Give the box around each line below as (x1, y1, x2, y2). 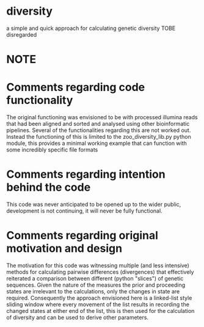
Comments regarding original (6, 229, 159, 243)
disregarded (6, 31, 37, 38)
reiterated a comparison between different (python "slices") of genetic (6, 274, 184, 282)
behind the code (6, 180, 91, 194)
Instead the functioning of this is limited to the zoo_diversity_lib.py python (6, 133, 191, 141)
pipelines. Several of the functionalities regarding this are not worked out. (6, 127, 191, 134)
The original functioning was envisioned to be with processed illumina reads (6, 114, 198, 121)
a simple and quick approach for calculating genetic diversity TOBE (6, 24, 176, 32)
